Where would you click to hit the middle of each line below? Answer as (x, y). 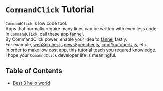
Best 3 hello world (31, 83)
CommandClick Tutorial (50, 9)
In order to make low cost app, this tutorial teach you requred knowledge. (81, 50)
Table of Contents (34, 71)
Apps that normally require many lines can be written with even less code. (81, 28)
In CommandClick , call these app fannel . (45, 34)
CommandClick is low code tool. (36, 23)
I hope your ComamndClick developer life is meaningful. (61, 55)
